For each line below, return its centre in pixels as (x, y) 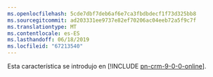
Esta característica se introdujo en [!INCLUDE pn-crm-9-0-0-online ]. (107, 66)
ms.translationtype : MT (42, 27)
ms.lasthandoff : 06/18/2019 (49, 40)
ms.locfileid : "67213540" (45, 46)
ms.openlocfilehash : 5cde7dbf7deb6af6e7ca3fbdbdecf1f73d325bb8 (102, 14)
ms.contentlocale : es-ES (44, 33)
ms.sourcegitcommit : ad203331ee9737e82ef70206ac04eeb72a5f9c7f (102, 20)
